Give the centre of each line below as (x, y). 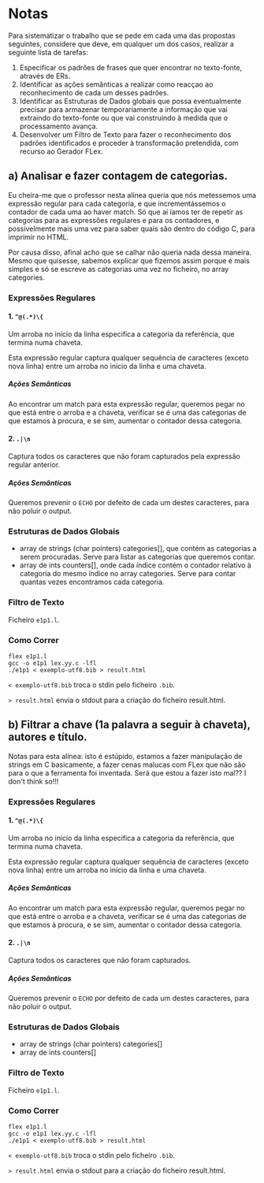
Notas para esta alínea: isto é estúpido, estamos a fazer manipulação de (125, 756)
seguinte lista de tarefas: (48, 52)
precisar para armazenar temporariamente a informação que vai (123, 109)
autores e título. (48, 737)
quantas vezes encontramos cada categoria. (92, 582)
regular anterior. (34, 465)
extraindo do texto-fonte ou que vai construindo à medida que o (124, 117)
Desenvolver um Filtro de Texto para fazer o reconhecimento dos (125, 134)
